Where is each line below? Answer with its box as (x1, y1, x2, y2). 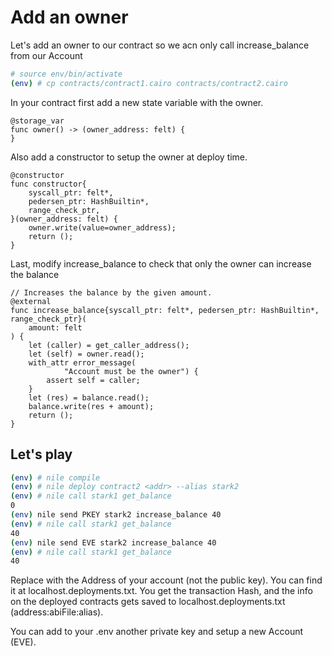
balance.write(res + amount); (28, 401, 155, 411)
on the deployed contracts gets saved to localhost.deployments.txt (10, 596, 286, 608)
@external (10, 296, 52, 306)
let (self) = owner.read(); (28, 349, 145, 359)
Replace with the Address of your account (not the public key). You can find (10, 574, 323, 586)
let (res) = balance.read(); (28, 392, 150, 403)
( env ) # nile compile (10, 472, 101, 483)
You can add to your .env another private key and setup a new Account (10, 626, 304, 638)
